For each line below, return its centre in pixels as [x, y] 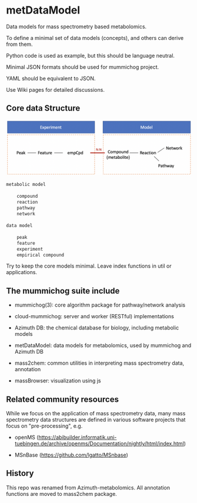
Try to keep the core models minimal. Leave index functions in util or [89, 266]
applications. [21, 272]
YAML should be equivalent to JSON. [51, 78]
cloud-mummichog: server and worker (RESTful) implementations [94, 317]
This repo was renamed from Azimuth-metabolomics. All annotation [88, 487]
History [20, 473]
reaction [27, 202]
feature [26, 244]
